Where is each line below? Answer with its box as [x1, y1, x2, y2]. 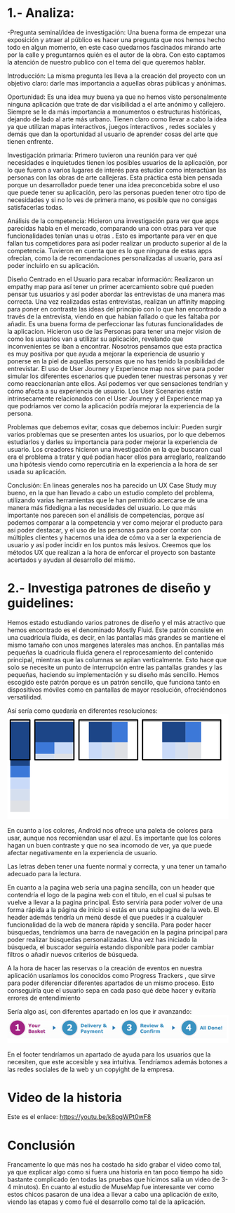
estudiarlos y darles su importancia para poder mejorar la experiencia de [7, 437, 217, 446]
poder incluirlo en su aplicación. [7, 261, 100, 269]
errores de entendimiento [7, 993, 81, 1002]
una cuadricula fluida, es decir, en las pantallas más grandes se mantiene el [7, 633, 226, 641]
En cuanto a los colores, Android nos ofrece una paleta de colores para [7, 826, 213, 834]
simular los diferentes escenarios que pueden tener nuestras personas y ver [7, 372, 228, 380]
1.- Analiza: [7, 5, 75, 21]
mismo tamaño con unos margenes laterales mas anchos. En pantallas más [7, 641, 224, 649]
